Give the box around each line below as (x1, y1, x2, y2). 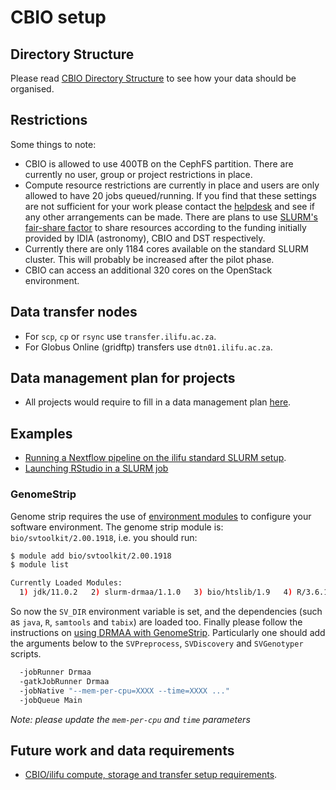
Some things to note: (10, 138, 97, 150)
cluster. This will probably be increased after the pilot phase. (24, 253, 275, 265)
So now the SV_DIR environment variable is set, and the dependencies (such (10, 606, 323, 618)
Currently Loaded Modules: (10, 578, 123, 588)
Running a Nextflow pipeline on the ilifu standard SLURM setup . (24, 452, 287, 464)
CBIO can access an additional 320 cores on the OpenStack (24, 264, 273, 276)
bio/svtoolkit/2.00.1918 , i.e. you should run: (10, 531, 198, 543)
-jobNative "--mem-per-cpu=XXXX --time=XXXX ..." (19, 686, 230, 696)
